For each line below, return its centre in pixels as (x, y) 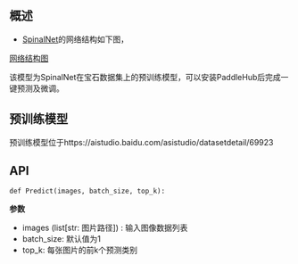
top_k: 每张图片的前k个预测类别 (80, 250)
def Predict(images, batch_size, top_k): (87, 191)
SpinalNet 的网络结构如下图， (75, 39)
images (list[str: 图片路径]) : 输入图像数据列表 (105, 228)
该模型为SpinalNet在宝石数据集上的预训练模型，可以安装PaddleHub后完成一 (149, 77)
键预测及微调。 (37, 88)
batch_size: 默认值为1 (61, 239)
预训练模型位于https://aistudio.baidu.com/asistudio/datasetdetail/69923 (141, 142)
